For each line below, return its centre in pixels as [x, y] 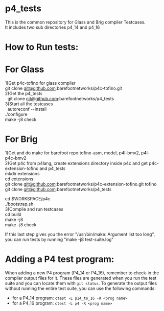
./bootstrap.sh [19, 204]
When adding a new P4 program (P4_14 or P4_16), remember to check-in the [82, 273]
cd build [13, 214]
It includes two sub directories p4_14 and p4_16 [53, 27]
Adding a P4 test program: [60, 259]
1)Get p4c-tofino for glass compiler [40, 83]
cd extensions [19, 179]
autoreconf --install [27, 109]
